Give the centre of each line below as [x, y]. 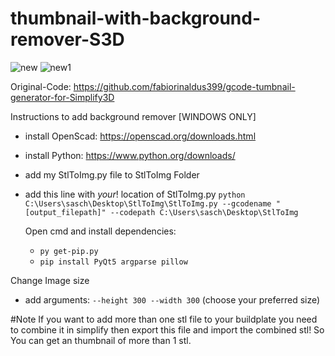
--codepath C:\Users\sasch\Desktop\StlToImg [204, 212]
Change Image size [50, 280]
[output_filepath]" [65, 212]
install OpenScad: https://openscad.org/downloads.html [140, 136]
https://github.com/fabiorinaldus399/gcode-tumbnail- [184, 86]
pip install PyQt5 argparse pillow [113, 262]
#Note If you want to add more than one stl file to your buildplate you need [164, 319]
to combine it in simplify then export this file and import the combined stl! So [167, 329]
